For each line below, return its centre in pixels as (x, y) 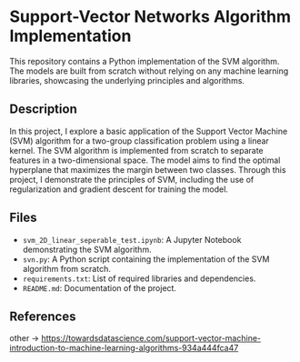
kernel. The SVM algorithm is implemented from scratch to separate (136, 150)
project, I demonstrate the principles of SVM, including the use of (132, 179)
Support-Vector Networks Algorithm (150, 17)
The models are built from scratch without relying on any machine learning (149, 71)
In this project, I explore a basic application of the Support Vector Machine (149, 131)
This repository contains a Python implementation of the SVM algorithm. (145, 61)
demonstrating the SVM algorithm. (87, 249)
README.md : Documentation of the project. (100, 287)
